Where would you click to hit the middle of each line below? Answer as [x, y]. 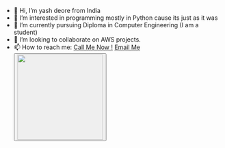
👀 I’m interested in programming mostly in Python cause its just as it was [116, 18]
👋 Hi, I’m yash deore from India [57, 11]
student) [25, 32]
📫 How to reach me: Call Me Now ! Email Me [77, 47]
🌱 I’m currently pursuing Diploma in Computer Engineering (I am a [106, 25]
